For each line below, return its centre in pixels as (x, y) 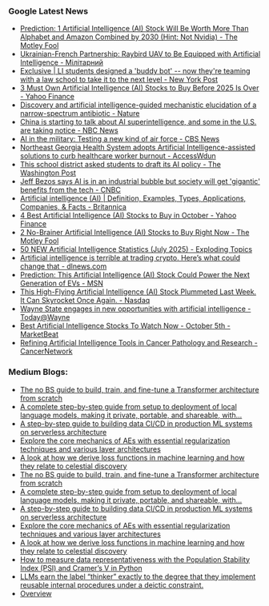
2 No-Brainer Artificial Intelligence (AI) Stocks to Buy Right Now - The (134, 233)
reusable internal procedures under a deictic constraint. (112, 584)
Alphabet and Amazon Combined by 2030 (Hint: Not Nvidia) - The (128, 37)
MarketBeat (39, 334)
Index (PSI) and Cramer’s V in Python (81, 568)
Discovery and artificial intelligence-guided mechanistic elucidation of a (138, 105)
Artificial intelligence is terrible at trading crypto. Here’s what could (130, 258)
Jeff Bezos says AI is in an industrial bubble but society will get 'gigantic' (140, 181)
